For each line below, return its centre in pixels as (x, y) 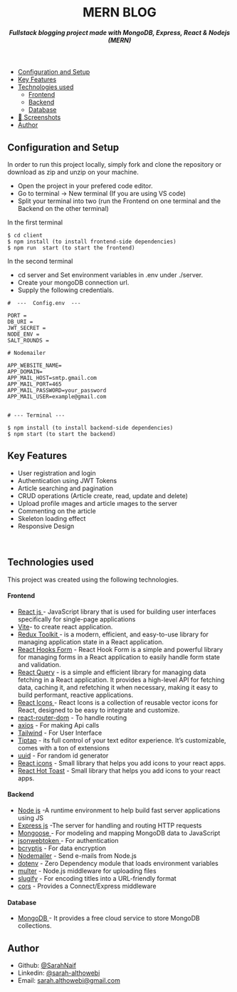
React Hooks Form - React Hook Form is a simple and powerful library (120, 649)
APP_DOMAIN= (25, 371)
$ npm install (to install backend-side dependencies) (90, 428)
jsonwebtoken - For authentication (68, 841)
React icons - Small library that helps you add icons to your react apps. (122, 763)
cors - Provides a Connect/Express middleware (87, 886)
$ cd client (25, 235)
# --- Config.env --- (44, 303)
